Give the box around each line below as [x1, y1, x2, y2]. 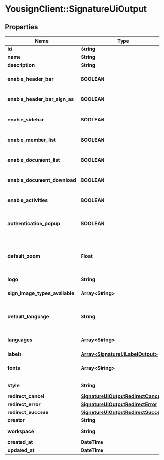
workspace [7, 428, 34, 435]
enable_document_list [7, 157, 60, 163]
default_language [7, 314, 50, 320]
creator [7, 417, 25, 423]
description [7, 62, 35, 68]
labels [7, 351, 22, 357]
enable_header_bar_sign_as [7, 96, 74, 102]
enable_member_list [7, 136, 56, 143]
